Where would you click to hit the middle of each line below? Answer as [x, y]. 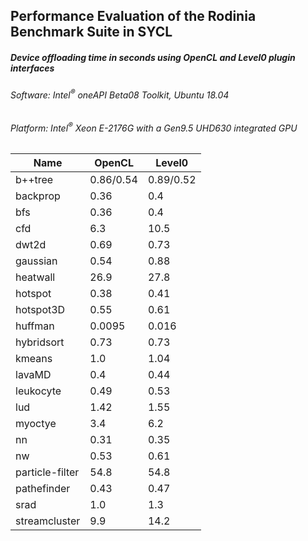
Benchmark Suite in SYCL [91, 32]
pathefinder [43, 488]
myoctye [36, 423]
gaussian [36, 261]
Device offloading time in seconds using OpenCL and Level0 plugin [153, 57]
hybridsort [40, 342]
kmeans [34, 358]
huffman [35, 326]
